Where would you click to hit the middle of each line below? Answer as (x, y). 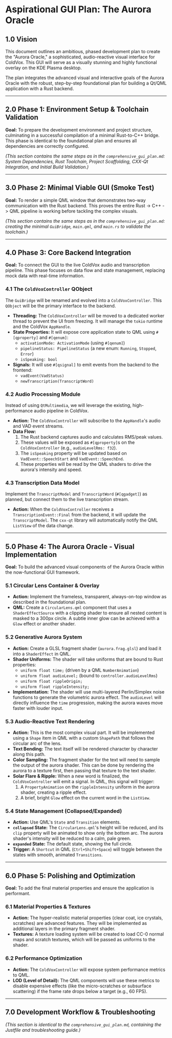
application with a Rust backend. (40, 89)
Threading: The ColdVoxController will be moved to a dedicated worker (89, 315)
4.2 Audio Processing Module (43, 394)
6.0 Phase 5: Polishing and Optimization (70, 875)
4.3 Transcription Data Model (42, 483)
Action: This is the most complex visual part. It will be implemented (84, 732)
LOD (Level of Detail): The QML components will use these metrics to (86, 980)
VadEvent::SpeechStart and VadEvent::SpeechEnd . (72, 459)
